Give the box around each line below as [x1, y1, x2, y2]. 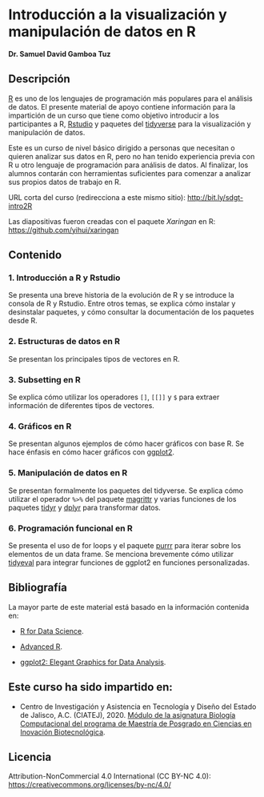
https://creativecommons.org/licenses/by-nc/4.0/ [8, 780, 172, 790]
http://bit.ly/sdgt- [186, 192, 244, 202]
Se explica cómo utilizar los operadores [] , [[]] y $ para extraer [8, 392, 220, 402]
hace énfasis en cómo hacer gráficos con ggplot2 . [8, 447, 174, 457]
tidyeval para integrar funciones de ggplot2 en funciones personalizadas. [8, 558, 250, 567]
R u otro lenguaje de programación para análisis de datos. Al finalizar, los [8, 160, 249, 170]
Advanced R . [19, 642, 62, 651]
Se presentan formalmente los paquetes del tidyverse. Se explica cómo [8, 486, 244, 495]
